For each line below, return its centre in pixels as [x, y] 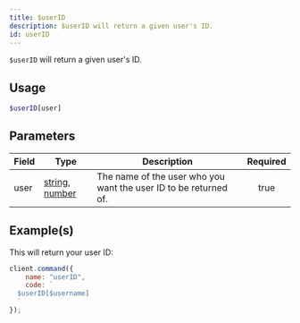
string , [57, 182]
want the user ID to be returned [162, 187]
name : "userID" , [56, 277]
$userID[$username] [54, 293]
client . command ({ [42, 268]
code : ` [39, 285]
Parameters [42, 136]
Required [267, 161]
